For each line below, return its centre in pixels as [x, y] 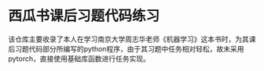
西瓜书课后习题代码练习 [84, 16]
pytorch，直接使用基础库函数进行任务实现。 [79, 59]
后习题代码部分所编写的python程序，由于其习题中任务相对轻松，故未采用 [126, 48]
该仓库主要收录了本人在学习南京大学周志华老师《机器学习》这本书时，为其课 [132, 39]
